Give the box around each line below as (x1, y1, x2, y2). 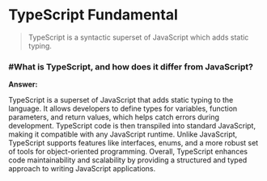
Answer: (8, 79, 38, 90)
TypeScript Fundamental (8, 6, 178, 24)
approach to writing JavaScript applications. (8, 164, 156, 174)
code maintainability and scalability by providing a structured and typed (8, 155, 248, 165)
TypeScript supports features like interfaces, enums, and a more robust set (8, 138, 259, 148)
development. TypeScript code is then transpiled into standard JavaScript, (8, 121, 256, 131)
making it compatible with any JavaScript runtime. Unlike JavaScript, (8, 129, 238, 139)
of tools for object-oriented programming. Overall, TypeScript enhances (8, 147, 248, 157)
